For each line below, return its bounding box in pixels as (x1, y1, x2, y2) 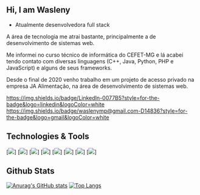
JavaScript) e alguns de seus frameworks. (6, 64, 112, 71)
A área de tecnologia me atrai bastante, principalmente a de (6, 33, 156, 40)
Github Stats (6, 166, 55, 176)
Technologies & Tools (6, 131, 89, 142)
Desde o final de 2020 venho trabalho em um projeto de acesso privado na (6, 76, 195, 83)
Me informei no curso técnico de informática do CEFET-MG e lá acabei (6, 51, 184, 58)
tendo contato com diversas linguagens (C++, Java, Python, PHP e (6, 57, 174, 65)
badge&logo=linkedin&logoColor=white (6, 101, 105, 108)
